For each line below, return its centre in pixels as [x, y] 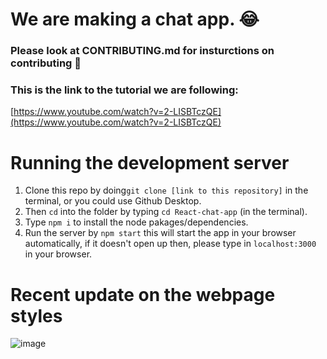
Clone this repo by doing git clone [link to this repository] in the [166, 190]
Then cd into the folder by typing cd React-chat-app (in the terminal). [166, 212]
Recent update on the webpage [143, 294]
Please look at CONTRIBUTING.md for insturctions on [142, 51]
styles [36, 315]
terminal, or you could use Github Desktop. [113, 201]
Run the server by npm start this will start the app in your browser [160, 233]
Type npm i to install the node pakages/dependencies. [136, 222]
